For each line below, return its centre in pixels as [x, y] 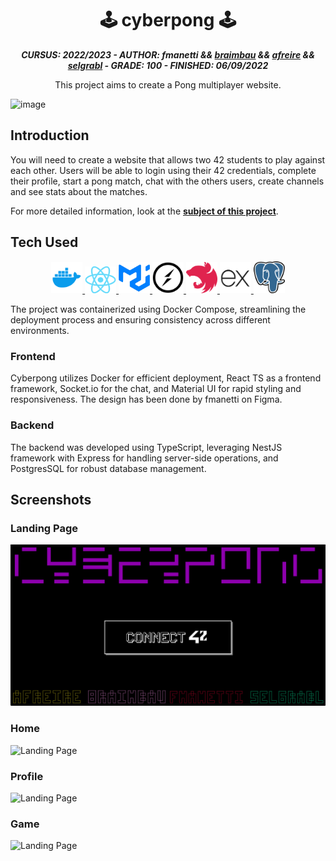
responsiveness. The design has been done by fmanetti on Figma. [146, 399]
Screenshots [51, 500]
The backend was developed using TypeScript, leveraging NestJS [146, 447]
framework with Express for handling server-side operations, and [144, 458]
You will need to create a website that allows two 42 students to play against [168, 159]
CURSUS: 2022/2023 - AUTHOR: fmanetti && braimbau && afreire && [168, 54]
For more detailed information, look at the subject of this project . [144, 211]
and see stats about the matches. [79, 191]
